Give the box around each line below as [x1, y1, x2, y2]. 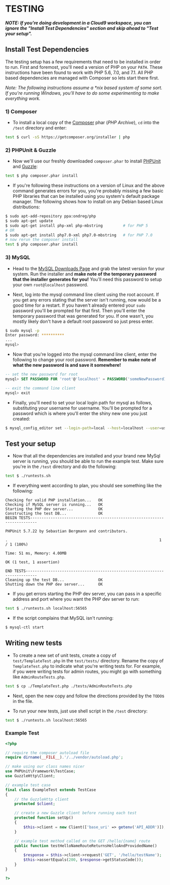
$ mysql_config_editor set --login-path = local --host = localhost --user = [5, 426, 162, 431]
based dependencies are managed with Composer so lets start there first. [5, 74, 159, 81]
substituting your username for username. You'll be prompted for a [12, 405, 152, 411]
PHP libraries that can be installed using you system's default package [12, 193, 160, 199]
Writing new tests [5, 639, 62, 648]
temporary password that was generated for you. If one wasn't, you [12, 313, 154, 319]
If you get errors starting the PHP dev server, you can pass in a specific [12, 591, 162, 597]
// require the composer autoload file [5, 750, 90, 755]
